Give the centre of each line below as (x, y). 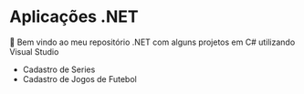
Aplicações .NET (74, 17)
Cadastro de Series (59, 69)
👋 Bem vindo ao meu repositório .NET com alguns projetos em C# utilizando (152, 42)
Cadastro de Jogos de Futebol (79, 78)
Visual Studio (34, 51)
